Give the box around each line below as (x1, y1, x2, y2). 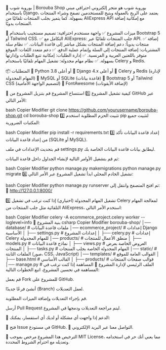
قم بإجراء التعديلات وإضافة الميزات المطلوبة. (5, 296, 87, 301)
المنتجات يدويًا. (5, 20, 33, 26)
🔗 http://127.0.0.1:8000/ (5, 188, 52, 193)
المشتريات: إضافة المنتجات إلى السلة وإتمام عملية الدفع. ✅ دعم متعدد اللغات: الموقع (5, 47, 160, 52)
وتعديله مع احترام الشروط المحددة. (5, 339, 70, 345)
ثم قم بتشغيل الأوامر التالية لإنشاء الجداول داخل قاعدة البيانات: (5, 156, 120, 162)
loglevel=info (5, 219, 32, 225)
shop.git (5, 113, 23, 118)
